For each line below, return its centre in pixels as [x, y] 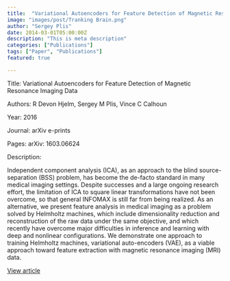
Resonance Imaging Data [42, 90]
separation [22, 177]
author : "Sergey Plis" [39, 26]
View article [24, 270]
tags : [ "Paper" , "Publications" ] [55, 52]
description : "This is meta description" [67, 39]
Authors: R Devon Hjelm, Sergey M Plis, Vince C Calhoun [87, 104]
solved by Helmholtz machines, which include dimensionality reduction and [114, 213]
